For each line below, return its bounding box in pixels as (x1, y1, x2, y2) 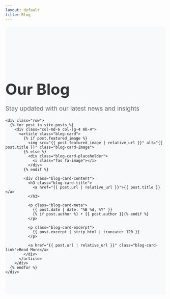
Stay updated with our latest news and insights (5, 104, 140, 113)
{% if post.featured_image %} (23, 136, 88, 141)
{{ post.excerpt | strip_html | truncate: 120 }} (32, 230, 140, 235)
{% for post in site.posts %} (10, 123, 74, 128)
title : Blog (5, 12, 31, 17)
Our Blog (5, 79, 70, 99)
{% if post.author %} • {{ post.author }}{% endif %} (32, 212, 149, 217)
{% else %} (23, 149, 47, 154)
